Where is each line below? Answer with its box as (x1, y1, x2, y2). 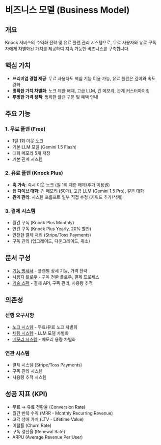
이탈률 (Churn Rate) (12, 422, 52, 428)
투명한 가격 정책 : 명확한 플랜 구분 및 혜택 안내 (12, 94, 98, 100)
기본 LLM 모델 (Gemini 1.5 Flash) (12, 144, 77, 150)
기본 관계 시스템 (12, 156, 43, 162)
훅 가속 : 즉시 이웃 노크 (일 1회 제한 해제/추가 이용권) (12, 181, 110, 187)
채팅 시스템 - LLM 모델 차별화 (12, 330, 69, 336)
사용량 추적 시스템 (12, 374, 47, 380)
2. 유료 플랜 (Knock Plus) (5, 170, 63, 177)
